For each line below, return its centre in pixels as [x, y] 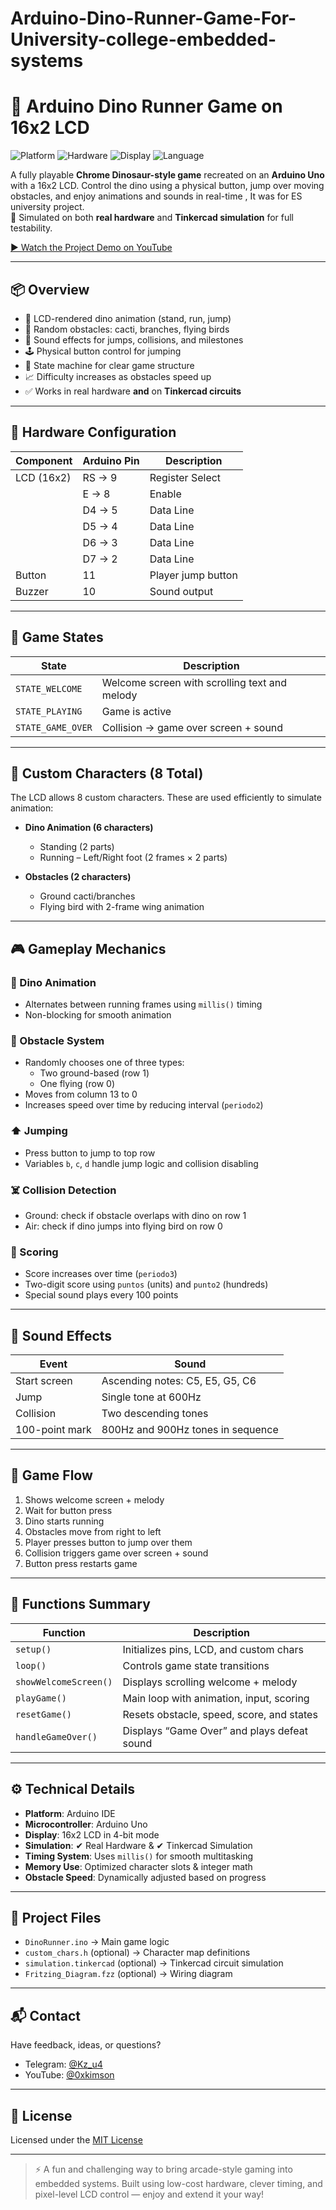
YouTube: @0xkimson [69, 2075]
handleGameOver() [56, 1736]
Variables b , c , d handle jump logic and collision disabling [141, 1163]
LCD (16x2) [43, 477]
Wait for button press [68, 1510]
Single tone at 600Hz [151, 1397]
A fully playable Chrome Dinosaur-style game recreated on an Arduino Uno [167, 175]
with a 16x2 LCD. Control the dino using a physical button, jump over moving [167, 186]
